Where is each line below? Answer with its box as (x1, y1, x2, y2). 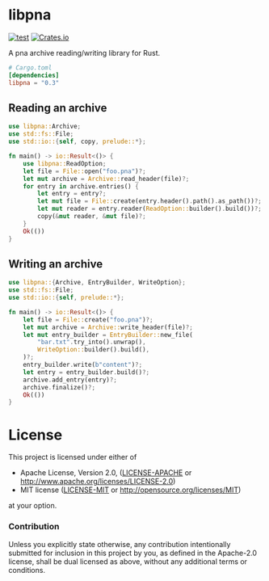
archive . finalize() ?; (23, 383, 95, 391)
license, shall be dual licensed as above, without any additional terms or (8, 556, 248, 566)
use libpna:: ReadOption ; (23, 159, 107, 167)
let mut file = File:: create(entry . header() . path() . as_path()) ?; (37, 197, 263, 205)
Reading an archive (8, 101, 107, 115)
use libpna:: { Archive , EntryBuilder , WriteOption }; (8, 279, 186, 287)
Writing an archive (8, 257, 103, 271)
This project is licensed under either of (8, 453, 137, 462)
